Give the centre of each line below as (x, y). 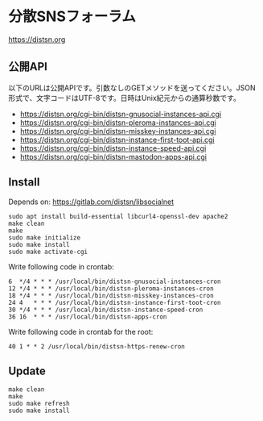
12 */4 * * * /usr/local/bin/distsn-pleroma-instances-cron (111, 288)
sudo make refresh (39, 404)
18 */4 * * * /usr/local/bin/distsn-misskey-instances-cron (111, 295)
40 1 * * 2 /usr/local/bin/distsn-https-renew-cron (97, 346)
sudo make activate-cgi (48, 252)
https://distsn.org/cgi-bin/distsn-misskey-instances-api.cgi (118, 131)
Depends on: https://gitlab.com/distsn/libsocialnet (91, 202)
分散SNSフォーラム (72, 17)
